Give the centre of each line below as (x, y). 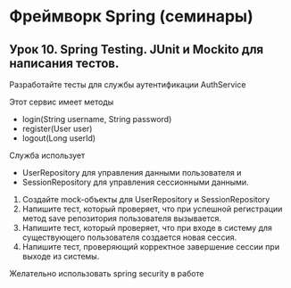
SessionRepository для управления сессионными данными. (135, 182)
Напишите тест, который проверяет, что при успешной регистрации (152, 209)
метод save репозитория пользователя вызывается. (121, 218)
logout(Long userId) (59, 138)
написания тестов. (64, 63)
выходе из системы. (61, 256)
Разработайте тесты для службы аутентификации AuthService (128, 85)
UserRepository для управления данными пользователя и (132, 173)
